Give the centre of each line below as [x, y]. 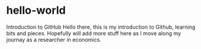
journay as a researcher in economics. [54, 39]
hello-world [36, 10]
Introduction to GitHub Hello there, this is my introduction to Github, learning [101, 27]
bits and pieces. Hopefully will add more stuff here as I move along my [94, 33]
